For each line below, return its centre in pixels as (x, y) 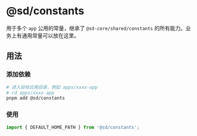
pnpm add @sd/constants (36, 98)
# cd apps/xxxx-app (30, 93)
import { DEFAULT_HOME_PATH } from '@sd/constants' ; (73, 127)
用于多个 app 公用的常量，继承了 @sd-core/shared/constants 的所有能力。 (96, 28)
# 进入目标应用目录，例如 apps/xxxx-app (52, 87)
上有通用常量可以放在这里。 (45, 35)
